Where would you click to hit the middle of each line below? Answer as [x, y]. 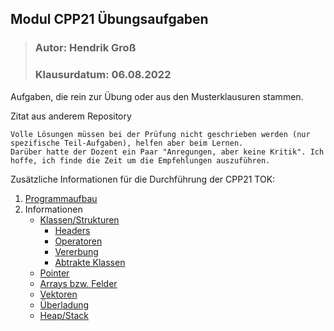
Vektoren [58, 294]
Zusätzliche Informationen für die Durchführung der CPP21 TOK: [143, 179]
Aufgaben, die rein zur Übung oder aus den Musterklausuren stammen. [157, 96]
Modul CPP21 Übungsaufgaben [109, 19]
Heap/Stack [64, 315]
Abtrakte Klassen [90, 262]
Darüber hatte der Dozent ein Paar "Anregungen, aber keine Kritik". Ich [167, 152]
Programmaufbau [61, 198]
